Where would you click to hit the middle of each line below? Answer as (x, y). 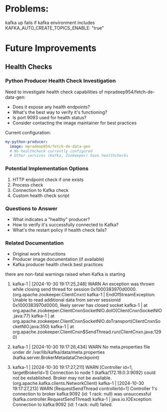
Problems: (27, 9)
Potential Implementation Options (47, 168)
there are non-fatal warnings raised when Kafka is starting (65, 274)
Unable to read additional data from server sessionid (66, 300)
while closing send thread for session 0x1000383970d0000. (74, 289)
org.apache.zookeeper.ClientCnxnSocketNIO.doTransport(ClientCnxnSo (86, 321)
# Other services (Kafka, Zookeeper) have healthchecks (69, 156)
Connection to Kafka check (40, 190)
